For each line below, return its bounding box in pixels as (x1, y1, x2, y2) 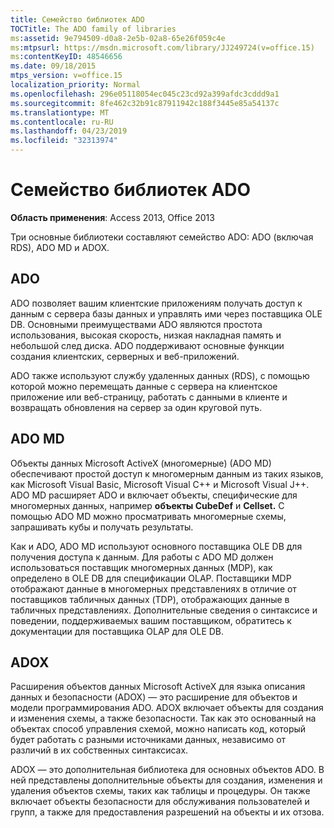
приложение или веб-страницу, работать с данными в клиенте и (10, 391, 288, 403)
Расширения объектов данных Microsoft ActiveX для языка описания (10, 681, 306, 693)
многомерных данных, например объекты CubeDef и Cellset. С (10, 499, 285, 511)
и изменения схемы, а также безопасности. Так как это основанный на (10, 712, 317, 725)
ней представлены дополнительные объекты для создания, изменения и (10, 774, 323, 786)
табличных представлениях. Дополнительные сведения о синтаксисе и (10, 604, 318, 616)
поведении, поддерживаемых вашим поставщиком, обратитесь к (10, 614, 292, 626)
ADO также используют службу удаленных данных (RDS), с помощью (10, 369, 310, 381)
